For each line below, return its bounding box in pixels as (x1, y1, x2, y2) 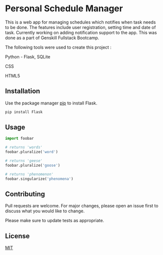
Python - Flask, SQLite (5, 53, 51, 59)
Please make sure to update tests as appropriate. (5, 218, 105, 224)
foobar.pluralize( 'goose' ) (5, 163, 60, 168)
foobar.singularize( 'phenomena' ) (5, 176, 74, 181)
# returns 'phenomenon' (5, 172, 54, 177)
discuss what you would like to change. (5, 208, 85, 214)
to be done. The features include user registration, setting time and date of (5, 24, 156, 30)
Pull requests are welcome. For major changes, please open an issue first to (5, 203, 159, 209)
